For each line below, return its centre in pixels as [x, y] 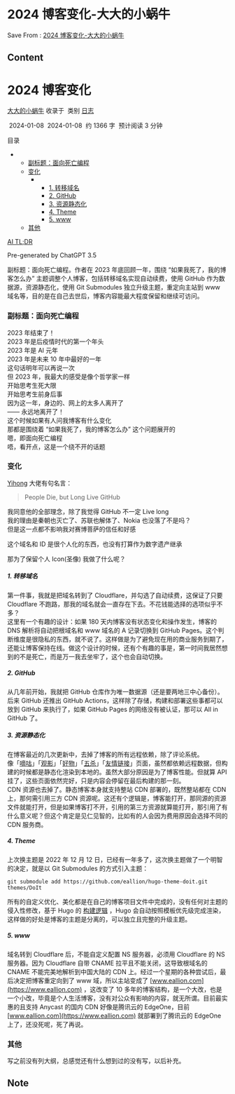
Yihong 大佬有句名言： [40, 483]
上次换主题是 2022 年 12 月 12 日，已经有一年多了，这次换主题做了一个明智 [115, 859]
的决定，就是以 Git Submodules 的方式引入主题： [78, 868]
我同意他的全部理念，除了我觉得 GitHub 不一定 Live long [88, 511]
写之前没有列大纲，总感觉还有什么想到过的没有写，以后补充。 [96, 1061]
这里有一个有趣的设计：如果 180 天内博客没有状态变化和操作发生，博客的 [112, 621]
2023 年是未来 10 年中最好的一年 [54, 359]
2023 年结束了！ [31, 332]
